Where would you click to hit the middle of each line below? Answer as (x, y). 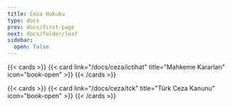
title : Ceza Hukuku (36, 14)
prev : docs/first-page (41, 27)
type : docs (23, 21)
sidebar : (20, 40)
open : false (32, 47)
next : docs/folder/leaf (43, 34)
